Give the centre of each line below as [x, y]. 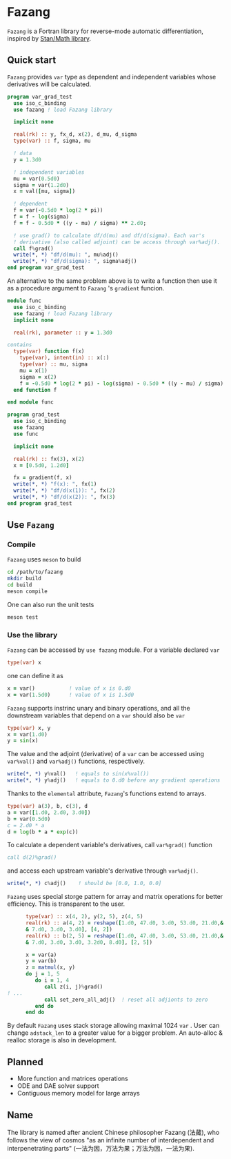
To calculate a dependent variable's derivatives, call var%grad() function [110, 845]
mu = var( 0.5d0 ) [37, 179]
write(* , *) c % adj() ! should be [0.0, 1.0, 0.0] [84, 884]
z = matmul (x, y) [50, 968]
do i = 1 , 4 [52, 980]
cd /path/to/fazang [35, 572]
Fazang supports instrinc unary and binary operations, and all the [99, 708]
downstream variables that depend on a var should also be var [96, 715]
